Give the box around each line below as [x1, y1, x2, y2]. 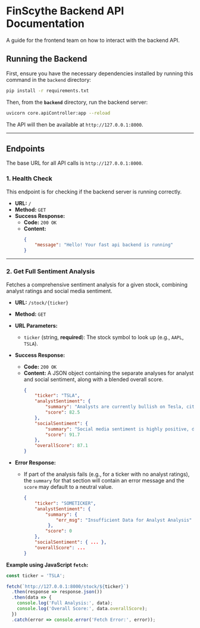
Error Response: [14, 459, 57, 466]
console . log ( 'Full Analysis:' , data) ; [17, 600, 113, 607]
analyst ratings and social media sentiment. [6, 287, 112, 294]
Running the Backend [6, 54, 87, 64]
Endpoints [6, 143, 45, 153]
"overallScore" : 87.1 [35, 443, 88, 449]
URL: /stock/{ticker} [14, 298, 69, 306]
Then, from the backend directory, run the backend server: [6, 98, 148, 106]
